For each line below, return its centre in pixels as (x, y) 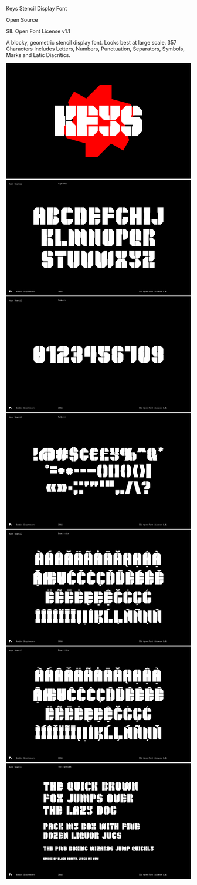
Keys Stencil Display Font (37, 9)
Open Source (22, 20)
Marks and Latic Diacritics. (38, 55)
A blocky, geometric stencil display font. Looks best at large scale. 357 (91, 43)
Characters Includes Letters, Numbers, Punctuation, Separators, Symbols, (95, 49)
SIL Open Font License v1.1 (38, 31)
